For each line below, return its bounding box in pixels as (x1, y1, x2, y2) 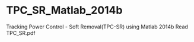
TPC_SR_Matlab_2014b (6, 4, 123, 17)
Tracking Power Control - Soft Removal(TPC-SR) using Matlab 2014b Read (6, 23, 189, 30)
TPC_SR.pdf (6, 29, 36, 36)
